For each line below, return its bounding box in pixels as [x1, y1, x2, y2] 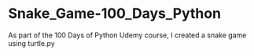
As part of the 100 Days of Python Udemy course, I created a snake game [8, 30, 247, 40]
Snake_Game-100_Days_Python [8, 5, 222, 23]
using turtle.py [8, 38, 55, 47]
